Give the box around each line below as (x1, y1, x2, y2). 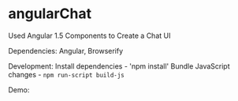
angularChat (8, 5, 92, 23)
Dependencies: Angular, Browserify (8, 46, 124, 55)
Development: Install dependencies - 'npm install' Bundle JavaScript (8, 61, 230, 71)
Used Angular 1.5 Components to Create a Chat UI (8, 31, 171, 40)
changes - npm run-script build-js (8, 69, 125, 79)
